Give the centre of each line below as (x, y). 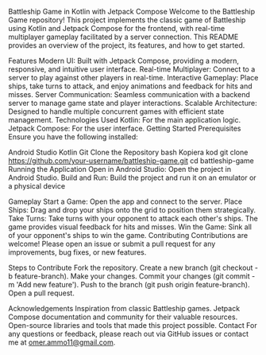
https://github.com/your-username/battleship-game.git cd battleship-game (131, 161)
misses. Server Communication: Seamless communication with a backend (129, 94)
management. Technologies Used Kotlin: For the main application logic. (125, 120)
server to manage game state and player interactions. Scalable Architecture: (133, 103)
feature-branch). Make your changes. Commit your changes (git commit (132, 276)
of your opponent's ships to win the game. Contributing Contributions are (128, 235)
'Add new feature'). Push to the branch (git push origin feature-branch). (133, 285)
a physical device (37, 186)
